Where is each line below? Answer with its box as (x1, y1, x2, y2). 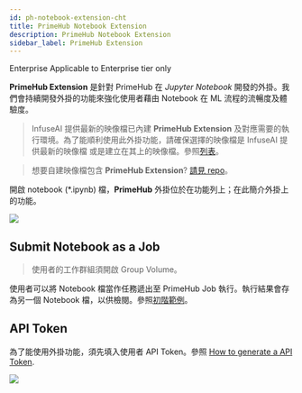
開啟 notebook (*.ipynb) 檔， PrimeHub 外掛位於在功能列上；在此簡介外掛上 (9, 184, 289, 195)
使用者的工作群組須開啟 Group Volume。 (31, 264, 182, 275)
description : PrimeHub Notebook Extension (9, 30, 171, 39)
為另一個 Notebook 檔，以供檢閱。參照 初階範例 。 (9, 295, 193, 306)
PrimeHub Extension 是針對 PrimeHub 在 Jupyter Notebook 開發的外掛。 (9, 82, 282, 93)
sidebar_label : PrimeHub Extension (9, 38, 143, 48)
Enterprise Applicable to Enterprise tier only (9, 63, 172, 74)
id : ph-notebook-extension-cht (9, 13, 127, 23)
